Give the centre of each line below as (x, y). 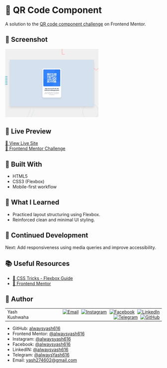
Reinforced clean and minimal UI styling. (54, 220)
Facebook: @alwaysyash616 (42, 344)
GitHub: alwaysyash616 (36, 328)
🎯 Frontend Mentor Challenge (35, 148)
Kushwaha (18, 317)
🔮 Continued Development (47, 235)
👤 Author (19, 299)
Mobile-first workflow (35, 187)
